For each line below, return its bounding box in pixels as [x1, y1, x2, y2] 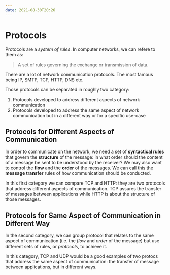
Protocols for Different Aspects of [5, 127, 114, 136]
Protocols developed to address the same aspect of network [12, 107, 140, 113]
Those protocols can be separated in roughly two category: [5, 86, 130, 93]
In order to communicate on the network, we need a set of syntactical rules [5, 148, 164, 155]
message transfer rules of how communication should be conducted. [5, 170, 151, 176]
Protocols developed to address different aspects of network [12, 96, 140, 102]
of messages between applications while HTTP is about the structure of [5, 191, 156, 197]
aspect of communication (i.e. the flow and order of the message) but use [5, 238, 160, 244]
